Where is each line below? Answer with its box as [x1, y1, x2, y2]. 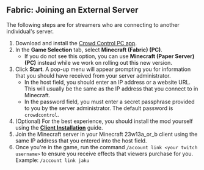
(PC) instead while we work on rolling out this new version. [24, 59, 173, 66]
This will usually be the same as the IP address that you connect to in [24, 85, 199, 92]
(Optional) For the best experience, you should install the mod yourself [15, 117, 194, 125]
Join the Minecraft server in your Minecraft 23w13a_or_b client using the [15, 130, 198, 138]
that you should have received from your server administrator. [15, 72, 171, 79]
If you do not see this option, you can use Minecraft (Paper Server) [24, 52, 195, 60]
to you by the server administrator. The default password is [24, 104, 173, 112]
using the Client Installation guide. [15, 124, 103, 131]
